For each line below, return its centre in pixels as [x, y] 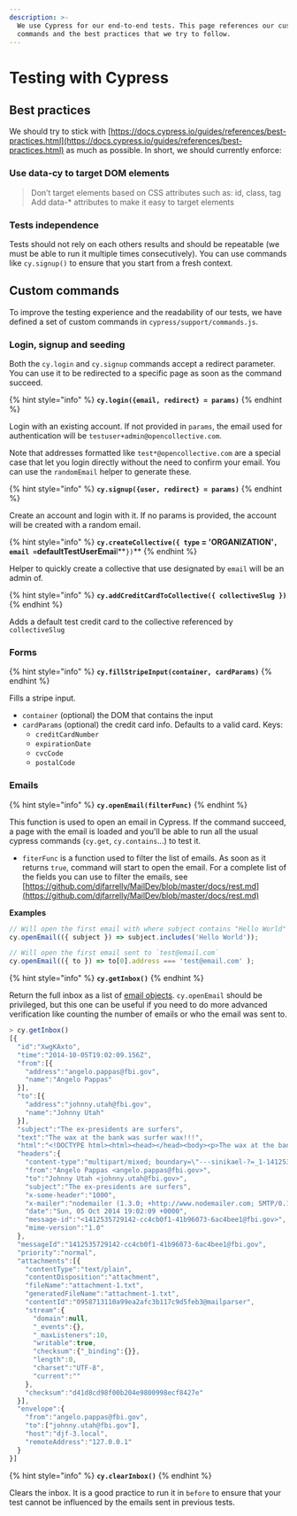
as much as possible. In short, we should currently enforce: [174, 151]
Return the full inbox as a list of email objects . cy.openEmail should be [136, 995]
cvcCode [49, 754]
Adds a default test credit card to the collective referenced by [121, 622]
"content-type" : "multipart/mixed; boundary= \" [112, 1162]
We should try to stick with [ [60, 131]
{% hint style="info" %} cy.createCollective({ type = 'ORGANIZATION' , [144, 542]
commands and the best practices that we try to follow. [124, 34]
